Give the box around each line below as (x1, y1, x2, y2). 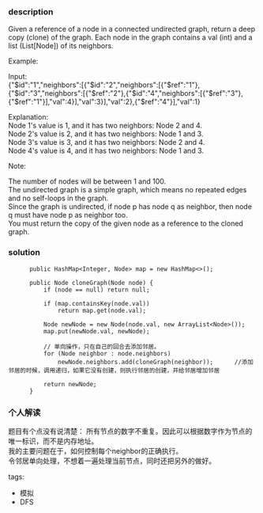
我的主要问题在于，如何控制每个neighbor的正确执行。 (8, 446, 183, 455)
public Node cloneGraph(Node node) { (28, 279, 154, 287)
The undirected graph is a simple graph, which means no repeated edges (8, 185, 247, 195)
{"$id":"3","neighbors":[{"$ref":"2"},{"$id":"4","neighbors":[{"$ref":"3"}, (8, 89, 243, 98)
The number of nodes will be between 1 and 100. (8, 177, 167, 186)
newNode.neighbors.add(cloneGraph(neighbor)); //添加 (58, 358, 254, 366)
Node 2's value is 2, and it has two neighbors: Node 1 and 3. (8, 129, 204, 139)
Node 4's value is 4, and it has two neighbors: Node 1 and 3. (8, 146, 204, 156)
